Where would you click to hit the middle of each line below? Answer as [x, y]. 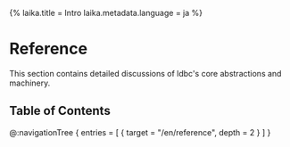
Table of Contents [60, 111]
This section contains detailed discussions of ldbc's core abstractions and [145, 73]
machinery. [30, 83]
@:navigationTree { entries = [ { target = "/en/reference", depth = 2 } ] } [140, 132]
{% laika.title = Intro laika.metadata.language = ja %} [106, 13]
